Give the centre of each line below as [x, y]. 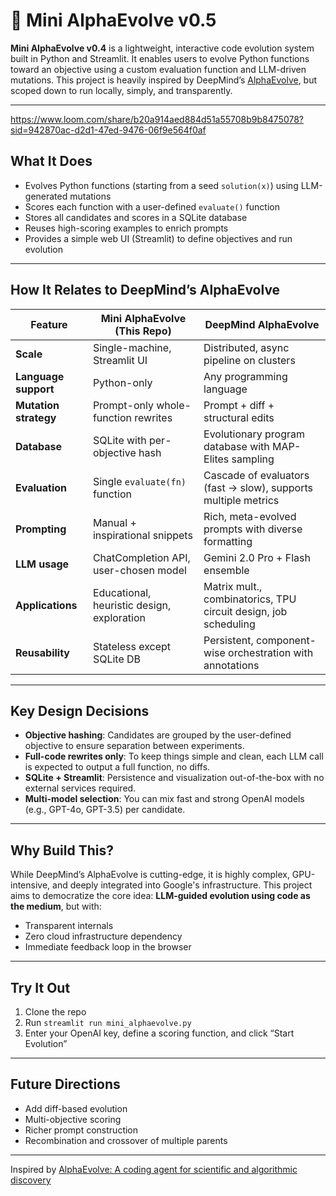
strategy [36, 417]
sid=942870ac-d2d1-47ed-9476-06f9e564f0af [108, 130]
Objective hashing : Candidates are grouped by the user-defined [158, 735]
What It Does [51, 161]
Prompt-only [123, 405]
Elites [216, 459]
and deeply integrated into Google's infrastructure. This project [182, 885]
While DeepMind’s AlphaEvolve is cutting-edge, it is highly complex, [150, 875]
